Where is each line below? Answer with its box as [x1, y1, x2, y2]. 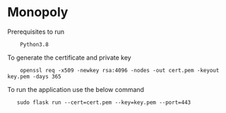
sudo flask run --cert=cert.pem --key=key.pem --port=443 [16, 99, 191, 106]
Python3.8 [20, 41, 49, 48]
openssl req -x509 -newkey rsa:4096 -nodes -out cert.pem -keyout [20, 67, 220, 74]
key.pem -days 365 [7, 73, 61, 80]
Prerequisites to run [7, 27, 65, 36]
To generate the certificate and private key [7, 53, 132, 62]
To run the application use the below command [7, 85, 145, 93]
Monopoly [7, 4, 69, 20]
